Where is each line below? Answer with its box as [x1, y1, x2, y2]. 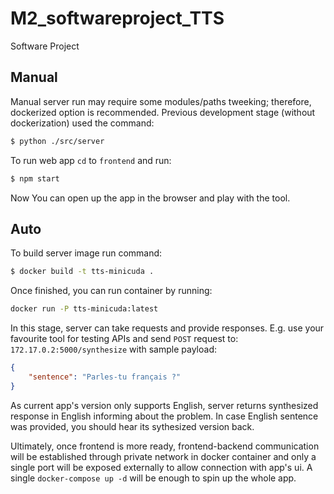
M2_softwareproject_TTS [10, 7, 225, 30]
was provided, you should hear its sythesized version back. [10, 420, 255, 432]
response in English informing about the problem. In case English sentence [10, 410, 319, 422]
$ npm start [10, 173, 60, 184]
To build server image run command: [10, 247, 163, 259]
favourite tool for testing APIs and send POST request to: [10, 333, 239, 345]
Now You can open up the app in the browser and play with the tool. [10, 192, 291, 204]
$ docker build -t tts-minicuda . [10, 267, 155, 277]
